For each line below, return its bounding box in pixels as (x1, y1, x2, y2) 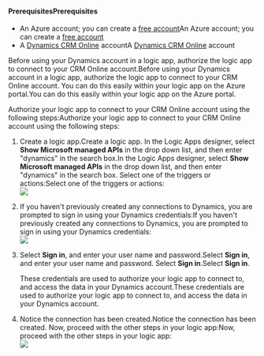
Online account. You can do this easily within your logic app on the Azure (8, 81, 246, 91)
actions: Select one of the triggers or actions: (19, 178, 165, 189)
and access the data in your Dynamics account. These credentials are (19, 283, 244, 292)
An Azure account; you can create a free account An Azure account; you (19, 24, 255, 33)
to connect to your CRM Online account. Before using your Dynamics (8, 64, 231, 74)
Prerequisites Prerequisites (8, 6, 99, 16)
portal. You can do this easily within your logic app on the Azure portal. (8, 89, 236, 99)
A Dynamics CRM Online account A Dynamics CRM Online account (19, 40, 235, 51)
